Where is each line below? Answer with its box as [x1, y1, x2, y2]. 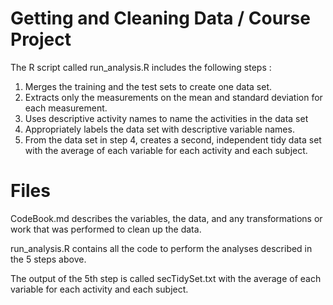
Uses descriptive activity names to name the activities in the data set [24, 112, 309, 124]
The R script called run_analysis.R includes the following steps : [10, 61, 272, 73]
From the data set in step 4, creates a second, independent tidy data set [24, 133, 322, 146]
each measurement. [24, 102, 108, 114]
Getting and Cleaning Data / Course [10, 7, 311, 30]
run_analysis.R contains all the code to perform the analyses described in [10, 242, 313, 254]
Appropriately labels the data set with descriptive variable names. [24, 123, 295, 135]
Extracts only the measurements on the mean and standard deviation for [24, 91, 323, 103]
